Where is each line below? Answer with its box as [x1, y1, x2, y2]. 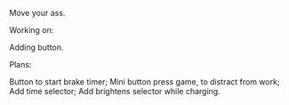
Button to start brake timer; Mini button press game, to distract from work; [9, 77, 280, 87]
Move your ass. [9, 8, 66, 18]
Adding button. [9, 42, 64, 52]
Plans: [9, 60, 32, 69]
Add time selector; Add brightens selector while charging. [9, 86, 221, 96]
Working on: [9, 25, 54, 35]
